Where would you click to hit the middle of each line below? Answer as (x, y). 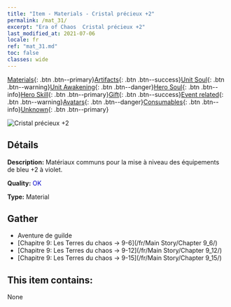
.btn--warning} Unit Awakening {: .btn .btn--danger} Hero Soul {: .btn (104, 87)
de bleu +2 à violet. (35, 169)
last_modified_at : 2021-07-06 (51, 33)
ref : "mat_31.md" (33, 46)
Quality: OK (24, 183)
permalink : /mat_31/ (37, 20)
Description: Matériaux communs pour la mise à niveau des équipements (113, 162)
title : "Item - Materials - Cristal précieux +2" (81, 14)
